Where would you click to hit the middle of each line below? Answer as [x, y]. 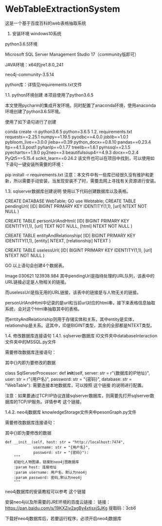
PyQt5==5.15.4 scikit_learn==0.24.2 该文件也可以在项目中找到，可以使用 [78, 158]
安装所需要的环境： [45, 164]
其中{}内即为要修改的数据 [30, 362]
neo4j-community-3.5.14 [30, 74]
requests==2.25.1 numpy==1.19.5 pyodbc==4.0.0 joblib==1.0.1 [67, 137]
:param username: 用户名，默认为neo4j [51, 472]
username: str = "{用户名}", [62, 447]
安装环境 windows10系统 [37, 33]
